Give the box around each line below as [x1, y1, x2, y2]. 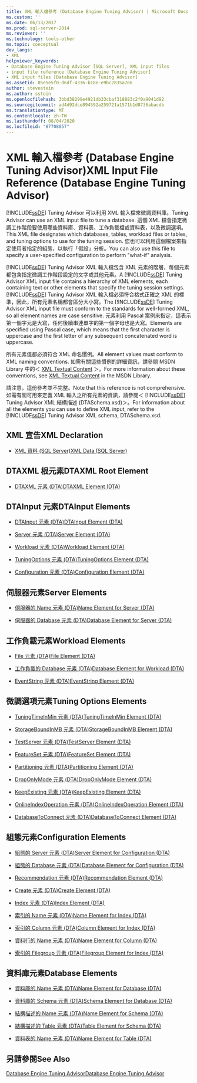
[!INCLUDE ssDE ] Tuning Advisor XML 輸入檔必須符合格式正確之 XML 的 [6, 291, 179, 298]
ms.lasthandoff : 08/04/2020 [6, 118, 75, 124]
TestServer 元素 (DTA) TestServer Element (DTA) [14, 738, 131, 745]
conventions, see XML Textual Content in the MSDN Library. [6, 372, 152, 379]
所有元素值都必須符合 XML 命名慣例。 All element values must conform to [6, 350, 183, 357]
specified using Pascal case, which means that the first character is [6, 325, 170, 333]
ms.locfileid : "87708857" [6, 124, 69, 130]
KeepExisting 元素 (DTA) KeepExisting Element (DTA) [14, 788, 141, 795]
